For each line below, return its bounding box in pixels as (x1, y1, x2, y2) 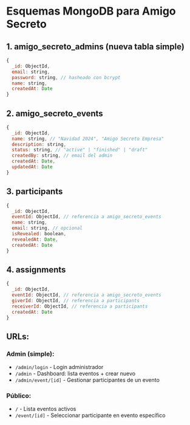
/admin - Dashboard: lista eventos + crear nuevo (15, 370, 135, 378)
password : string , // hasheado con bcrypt (12, 74, 121, 80)
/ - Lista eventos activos (15, 406, 76, 413)
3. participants (6, 187, 63, 197)
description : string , (12, 141, 67, 147)
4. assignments (6, 264, 66, 275)
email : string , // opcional (12, 225, 83, 232)
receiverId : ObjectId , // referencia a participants (12, 303, 148, 309)
